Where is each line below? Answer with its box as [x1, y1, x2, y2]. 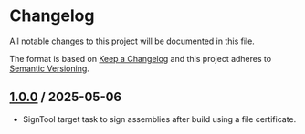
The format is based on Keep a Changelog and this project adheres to [9, 53, 272, 64]
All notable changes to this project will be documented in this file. [9, 36, 256, 46]
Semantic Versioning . [9, 63, 89, 74]
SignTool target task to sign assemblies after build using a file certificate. [22, 113, 297, 124]
